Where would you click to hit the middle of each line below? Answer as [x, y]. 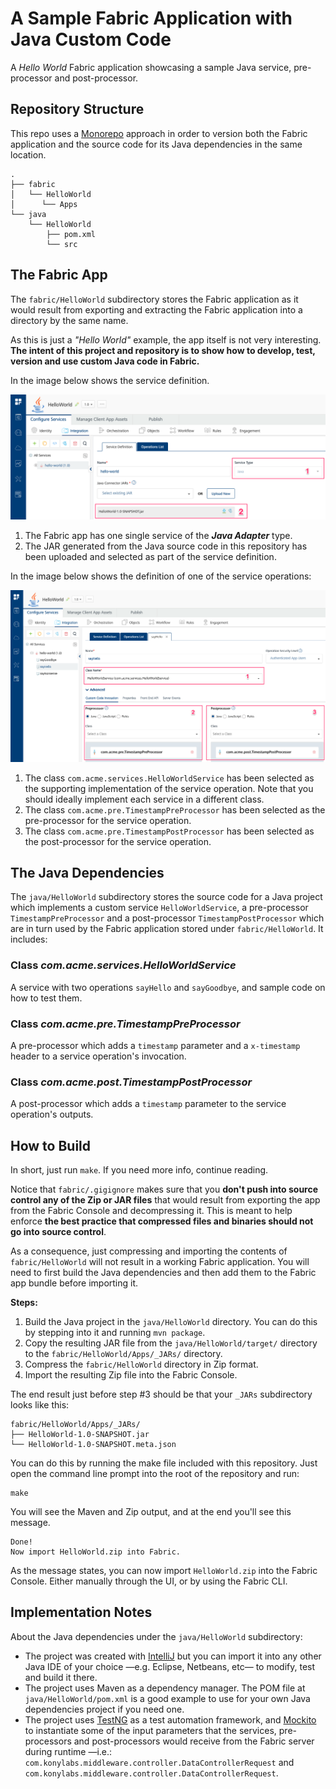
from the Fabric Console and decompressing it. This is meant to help [151, 1211]
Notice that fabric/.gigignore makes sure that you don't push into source [164, 1189]
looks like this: [40, 1405]
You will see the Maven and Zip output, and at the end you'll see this [151, 1512]
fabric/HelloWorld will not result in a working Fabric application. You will [160, 1262]
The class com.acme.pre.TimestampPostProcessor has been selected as [169, 831]
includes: [29, 939]
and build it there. [61, 1677]
